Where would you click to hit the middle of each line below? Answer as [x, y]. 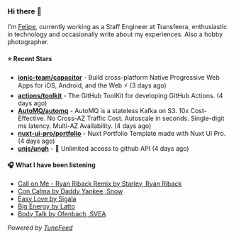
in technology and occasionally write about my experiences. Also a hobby [115, 34]
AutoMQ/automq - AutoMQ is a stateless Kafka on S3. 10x [103, 110]
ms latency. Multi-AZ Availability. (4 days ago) [84, 126]
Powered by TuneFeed [40, 228]
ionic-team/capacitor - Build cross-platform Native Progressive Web [118, 77]
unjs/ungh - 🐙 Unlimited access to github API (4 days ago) [103, 148]
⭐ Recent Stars [30, 58]
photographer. [28, 42]
